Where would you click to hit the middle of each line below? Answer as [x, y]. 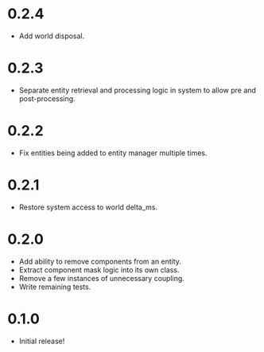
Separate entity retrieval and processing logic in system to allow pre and [137, 90]
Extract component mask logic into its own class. [99, 270]
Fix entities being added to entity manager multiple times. [113, 153]
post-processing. [47, 98]
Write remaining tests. [55, 287]
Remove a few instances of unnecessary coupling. [101, 278]
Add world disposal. [52, 36]
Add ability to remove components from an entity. [100, 261]
